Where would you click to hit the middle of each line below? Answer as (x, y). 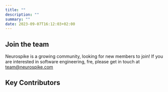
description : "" (22, 15)
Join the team (27, 44)
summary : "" (18, 19)
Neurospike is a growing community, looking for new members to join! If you (84, 56)
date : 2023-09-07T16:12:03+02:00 (40, 24)
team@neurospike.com (29, 67)
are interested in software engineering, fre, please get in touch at (72, 62)
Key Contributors (33, 83)
